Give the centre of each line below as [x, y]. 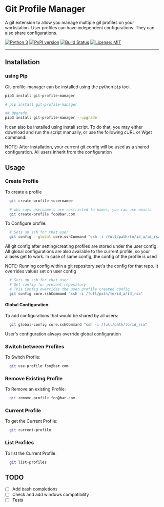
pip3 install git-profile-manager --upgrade [51, 118]
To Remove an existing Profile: [35, 389]
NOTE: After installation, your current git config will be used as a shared [77, 147]
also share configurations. [31, 33]
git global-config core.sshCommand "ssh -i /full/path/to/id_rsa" [78, 324]
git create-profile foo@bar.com [42, 214]
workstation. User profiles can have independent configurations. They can [80, 27]
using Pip [16, 76]
